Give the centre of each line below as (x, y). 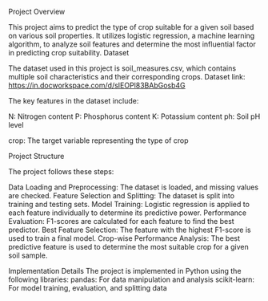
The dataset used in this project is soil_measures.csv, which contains (122, 68)
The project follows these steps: (61, 171)
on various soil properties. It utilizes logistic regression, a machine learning (132, 36)
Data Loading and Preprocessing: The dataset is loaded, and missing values (133, 187)
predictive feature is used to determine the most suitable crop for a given (129, 247)
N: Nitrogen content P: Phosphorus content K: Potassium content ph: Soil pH (134, 116)
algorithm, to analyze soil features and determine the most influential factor (132, 44)
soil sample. (28, 255)
